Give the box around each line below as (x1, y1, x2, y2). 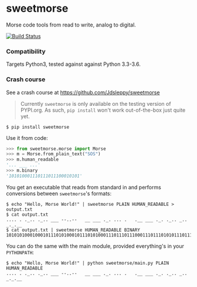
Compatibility (6, 47, 46, 55)
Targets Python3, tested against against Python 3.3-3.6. (6, 61, 141, 68)
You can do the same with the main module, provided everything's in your (6, 242, 185, 249)
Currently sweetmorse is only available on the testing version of (20, 100, 171, 107)
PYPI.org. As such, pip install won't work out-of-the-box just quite (20, 106, 186, 114)
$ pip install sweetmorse (6, 124, 69, 130)
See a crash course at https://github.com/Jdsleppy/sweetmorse (6, 89, 160, 96)
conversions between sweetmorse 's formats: (6, 190, 112, 197)
